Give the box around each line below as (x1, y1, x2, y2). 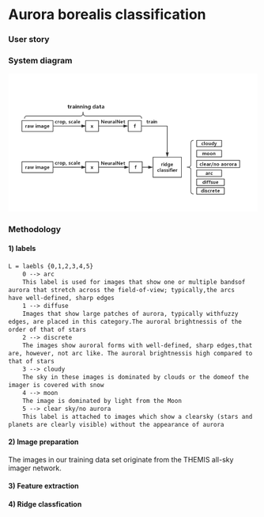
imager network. (8, 463, 62, 473)
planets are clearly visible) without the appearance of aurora (8, 420, 224, 428)
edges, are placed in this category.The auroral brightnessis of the (8, 317, 243, 325)
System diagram (8, 55, 73, 67)
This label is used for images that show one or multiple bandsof (22, 278, 246, 286)
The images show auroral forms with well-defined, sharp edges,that (22, 341, 253, 349)
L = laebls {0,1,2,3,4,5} (8, 262, 93, 270)
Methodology (8, 224, 62, 235)
